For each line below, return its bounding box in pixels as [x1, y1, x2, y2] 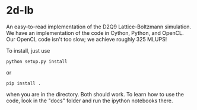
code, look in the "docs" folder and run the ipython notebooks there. [6, 97, 173, 104]
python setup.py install [6, 59, 68, 64]
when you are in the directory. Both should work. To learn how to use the [6, 90, 184, 98]
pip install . [6, 80, 42, 86]
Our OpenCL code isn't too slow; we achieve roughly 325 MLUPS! [6, 35, 167, 43]
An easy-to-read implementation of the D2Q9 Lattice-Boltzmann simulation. [6, 23, 192, 30]
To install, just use [6, 47, 50, 54]
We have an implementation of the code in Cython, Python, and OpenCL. [6, 29, 184, 36]
